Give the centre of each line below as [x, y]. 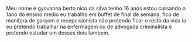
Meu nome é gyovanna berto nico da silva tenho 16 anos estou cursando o [96, 8]
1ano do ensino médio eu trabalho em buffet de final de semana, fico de [93, 14]
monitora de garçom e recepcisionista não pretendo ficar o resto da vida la [96, 20]
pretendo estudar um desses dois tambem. [58, 33]
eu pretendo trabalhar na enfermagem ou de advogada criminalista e [89, 26]
